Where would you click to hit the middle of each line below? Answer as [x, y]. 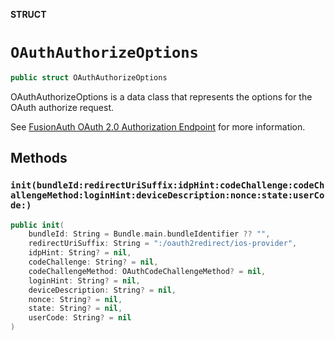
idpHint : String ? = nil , [80, 253]
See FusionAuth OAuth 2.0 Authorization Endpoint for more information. [158, 126]
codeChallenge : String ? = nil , [93, 262]
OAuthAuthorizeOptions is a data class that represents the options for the [161, 96]
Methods [39, 158]
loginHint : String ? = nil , [84, 280]
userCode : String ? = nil [80, 318]
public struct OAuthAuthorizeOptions [89, 77]
